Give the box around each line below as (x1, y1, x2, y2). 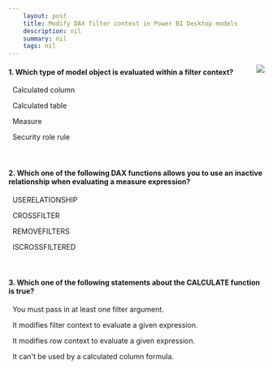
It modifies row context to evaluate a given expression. (11, 336, 196, 345)
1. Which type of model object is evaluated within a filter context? (8, 67, 234, 77)
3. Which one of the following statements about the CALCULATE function (8, 277, 261, 288)
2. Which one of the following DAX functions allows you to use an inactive (8, 168, 262, 178)
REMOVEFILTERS (11, 226, 71, 236)
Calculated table (11, 101, 67, 110)
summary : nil (23, 34, 67, 43)
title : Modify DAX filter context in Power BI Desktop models (23, 19, 238, 28)
